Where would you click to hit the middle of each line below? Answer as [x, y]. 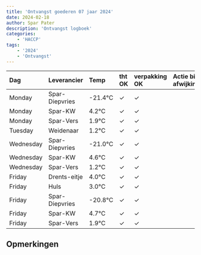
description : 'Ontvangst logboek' [49, 28]
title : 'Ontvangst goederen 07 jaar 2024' [60, 12]
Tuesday [21, 130]
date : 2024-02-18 [28, 17]
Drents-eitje [66, 177]
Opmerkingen [32, 245]
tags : [13, 45]
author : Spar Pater [31, 23]
